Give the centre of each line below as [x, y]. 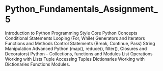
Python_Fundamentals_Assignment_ [81, 9]
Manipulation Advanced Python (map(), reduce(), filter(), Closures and [76, 48]
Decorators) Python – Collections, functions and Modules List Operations [79, 54]
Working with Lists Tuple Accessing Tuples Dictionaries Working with [75, 59]
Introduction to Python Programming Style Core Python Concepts [71, 33]
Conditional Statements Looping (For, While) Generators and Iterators [75, 38]
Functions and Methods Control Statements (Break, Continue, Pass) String [80, 43]
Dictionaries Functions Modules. [38, 64]
